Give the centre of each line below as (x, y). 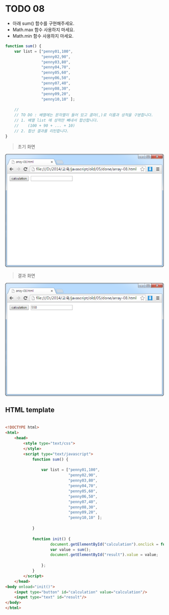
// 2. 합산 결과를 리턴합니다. (42, 131)
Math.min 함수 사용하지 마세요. (43, 36)
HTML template (30, 410)
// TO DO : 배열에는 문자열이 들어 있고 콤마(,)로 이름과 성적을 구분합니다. (84, 115)
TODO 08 (25, 9)
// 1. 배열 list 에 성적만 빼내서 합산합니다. (57, 121)
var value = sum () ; (71, 550)
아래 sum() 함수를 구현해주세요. (43, 23)
